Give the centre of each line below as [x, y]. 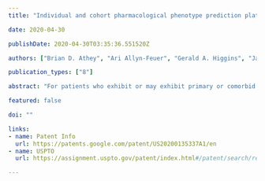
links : [19, 129]
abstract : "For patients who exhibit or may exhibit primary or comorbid [132, 87]
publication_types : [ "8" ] [50, 72]
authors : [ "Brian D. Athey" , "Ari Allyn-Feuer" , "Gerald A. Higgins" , [127, 58]
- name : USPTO [32, 151]
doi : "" [21, 115]
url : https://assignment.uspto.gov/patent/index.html [105, 158]
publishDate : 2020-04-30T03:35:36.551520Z [79, 44]
